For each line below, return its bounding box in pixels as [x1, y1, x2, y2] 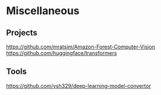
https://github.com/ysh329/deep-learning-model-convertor [6, 82, 152, 89]
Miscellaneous [6, 4, 80, 18]
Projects [6, 28, 38, 38]
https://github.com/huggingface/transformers [6, 50, 117, 57]
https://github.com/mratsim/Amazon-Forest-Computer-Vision [6, 43, 155, 50]
